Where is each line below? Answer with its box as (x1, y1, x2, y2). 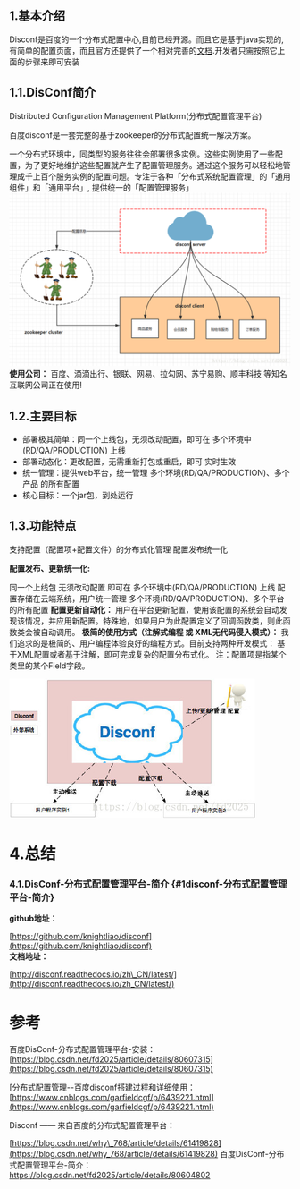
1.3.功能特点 (9, 518, 77, 534)
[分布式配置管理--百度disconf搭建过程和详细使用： (9, 1082, 196, 1093)
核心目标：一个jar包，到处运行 (21, 490, 134, 500)
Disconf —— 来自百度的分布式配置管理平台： (9, 1120, 176, 1131)
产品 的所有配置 (21, 479, 80, 489)
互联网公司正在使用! (9, 379, 83, 391)
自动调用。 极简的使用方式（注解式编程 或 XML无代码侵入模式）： (39, 626, 279, 637)
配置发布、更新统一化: (9, 563, 91, 573)
